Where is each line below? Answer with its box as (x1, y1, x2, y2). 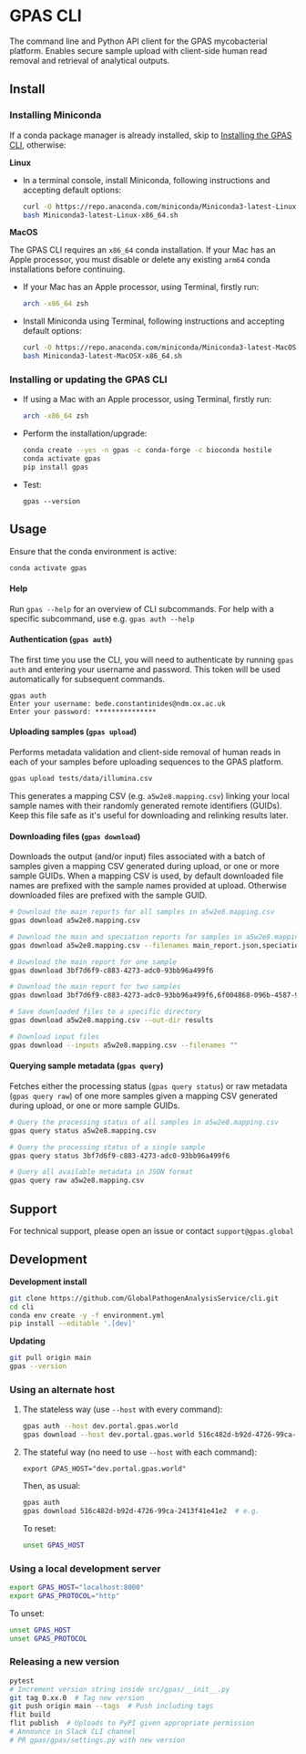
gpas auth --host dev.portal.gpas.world (22, 1422, 178, 1431)
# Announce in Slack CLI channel (9, 1728, 137, 1737)
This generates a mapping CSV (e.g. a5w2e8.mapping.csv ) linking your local (9, 790, 290, 801)
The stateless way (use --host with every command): (22, 1404, 223, 1415)
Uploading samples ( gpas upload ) (9, 726, 138, 737)
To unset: (9, 1607, 45, 1619)
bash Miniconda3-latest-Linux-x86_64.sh (22, 211, 178, 220)
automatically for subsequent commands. (9, 673, 166, 684)
